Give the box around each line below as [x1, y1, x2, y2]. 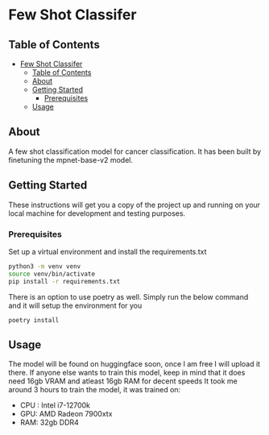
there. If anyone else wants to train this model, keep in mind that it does [8, 368, 246, 378]
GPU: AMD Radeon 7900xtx [19, 409, 113, 419]
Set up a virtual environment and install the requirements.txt [8, 246, 207, 256]
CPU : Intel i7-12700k [19, 400, 91, 410]
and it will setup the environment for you [8, 300, 143, 310]
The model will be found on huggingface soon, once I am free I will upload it [8, 359, 260, 369]
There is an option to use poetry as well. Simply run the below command [8, 292, 249, 301]
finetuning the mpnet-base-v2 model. [8, 155, 134, 164]
